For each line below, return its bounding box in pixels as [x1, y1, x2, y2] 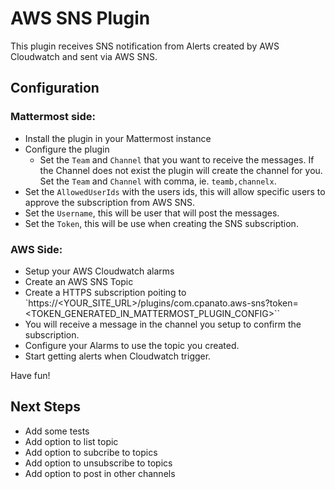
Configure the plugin [24, 143, 110, 155]
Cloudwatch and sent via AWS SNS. [10, 50, 158, 62]
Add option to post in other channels [24, 467, 176, 479]
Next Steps [10, 398, 81, 416]
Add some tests [24, 425, 90, 437]
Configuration [10, 80, 100, 97]
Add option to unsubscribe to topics [24, 457, 173, 469]
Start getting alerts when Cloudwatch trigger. [24, 350, 212, 362]
